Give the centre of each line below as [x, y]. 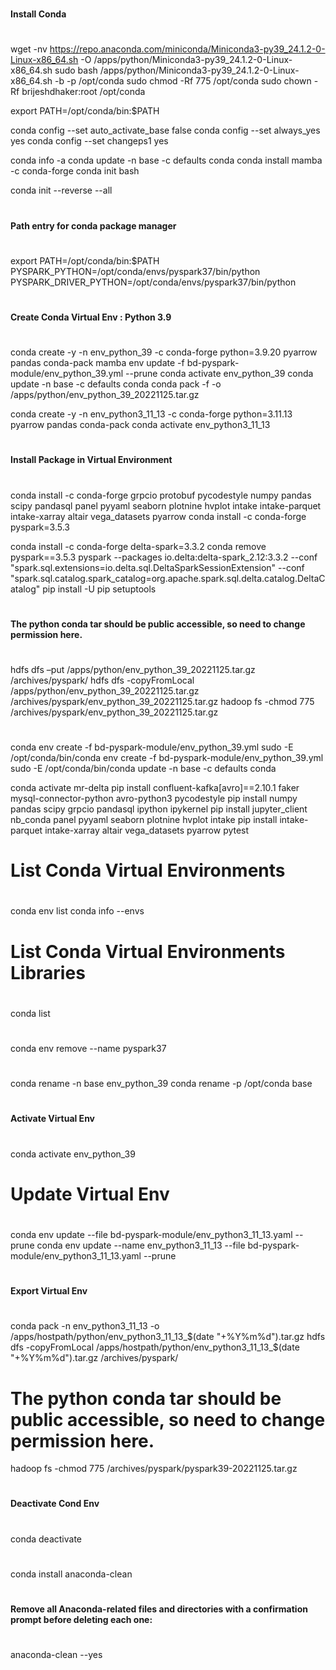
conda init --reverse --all [61, 190]
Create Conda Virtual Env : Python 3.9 [91, 317]
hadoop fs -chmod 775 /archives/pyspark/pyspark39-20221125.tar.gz [154, 1469]
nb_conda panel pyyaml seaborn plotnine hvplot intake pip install [144, 820]
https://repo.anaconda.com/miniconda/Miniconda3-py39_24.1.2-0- [187, 49]
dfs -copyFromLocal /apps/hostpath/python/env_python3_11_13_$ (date [155, 1347]
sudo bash [76, 70]
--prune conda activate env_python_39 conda [219, 374]
